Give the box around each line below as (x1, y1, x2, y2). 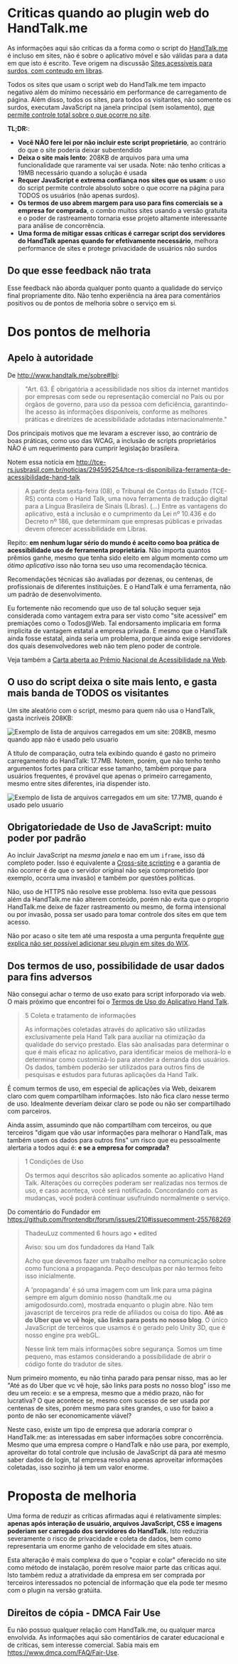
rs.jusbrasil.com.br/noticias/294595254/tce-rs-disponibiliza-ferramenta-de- (7, 465, 231, 474)
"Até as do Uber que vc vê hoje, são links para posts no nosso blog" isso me (7, 1381, 231, 1390)
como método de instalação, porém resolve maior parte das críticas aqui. (7, 1564, 222, 1572)
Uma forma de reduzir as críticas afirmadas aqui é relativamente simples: (7, 1512, 222, 1520)
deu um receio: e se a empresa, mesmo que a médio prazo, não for (7, 1389, 204, 1398)
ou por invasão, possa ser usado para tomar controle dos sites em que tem (7, 910, 227, 919)
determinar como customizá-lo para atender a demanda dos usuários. (24, 1056, 230, 1064)
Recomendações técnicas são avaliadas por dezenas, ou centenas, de (7, 575, 214, 583)
